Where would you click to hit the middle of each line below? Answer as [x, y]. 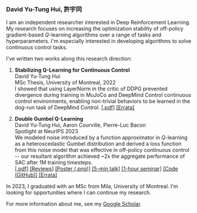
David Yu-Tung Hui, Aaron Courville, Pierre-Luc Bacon [80, 125]
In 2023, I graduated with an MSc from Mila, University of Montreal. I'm [92, 187]
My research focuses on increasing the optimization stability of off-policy [95, 29]
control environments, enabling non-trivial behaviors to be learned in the [102, 102]
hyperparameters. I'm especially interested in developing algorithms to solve [99, 41]
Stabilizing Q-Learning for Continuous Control [72, 70]
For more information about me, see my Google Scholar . [74, 204]
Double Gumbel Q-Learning [49, 119]
